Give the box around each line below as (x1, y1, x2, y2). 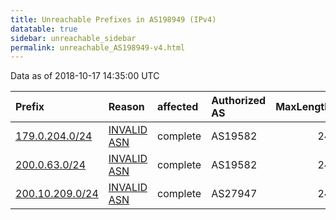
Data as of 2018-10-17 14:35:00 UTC (10, 70, 160, 82)
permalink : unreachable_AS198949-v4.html (10, 42, 186, 53)
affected (157, 100, 199, 114)
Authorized (211, 94, 267, 108)
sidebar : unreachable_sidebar (10, 33, 137, 43)
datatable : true (10, 24, 78, 34)
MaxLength (275, 100, 332, 114)
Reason (108, 100, 145, 114)
